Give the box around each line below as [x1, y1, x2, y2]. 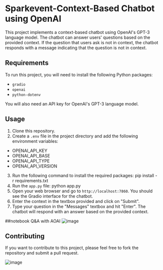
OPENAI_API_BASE [12, 152, 50, 158]
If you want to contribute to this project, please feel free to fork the [5, 245, 139, 251]
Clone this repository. [12, 128, 55, 134]
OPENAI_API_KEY [12, 148, 48, 153]
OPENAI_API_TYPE [12, 158, 50, 164]
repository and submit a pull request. [5, 250, 79, 256]
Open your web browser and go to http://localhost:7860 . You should [12, 188, 153, 194]
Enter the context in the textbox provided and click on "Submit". [12, 198, 140, 204]
